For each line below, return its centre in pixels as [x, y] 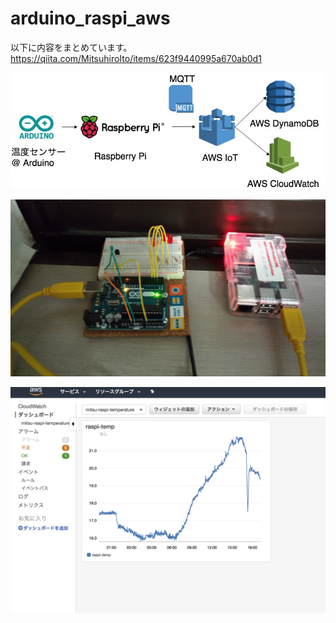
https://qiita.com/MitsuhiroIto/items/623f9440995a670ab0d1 [136, 58]
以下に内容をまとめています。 [71, 47]
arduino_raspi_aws [90, 18]
